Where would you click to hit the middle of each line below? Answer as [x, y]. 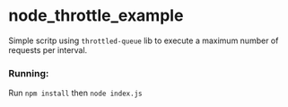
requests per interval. [48, 49]
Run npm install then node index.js [75, 93]
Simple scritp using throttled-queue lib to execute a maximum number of [144, 40]
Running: [29, 73]
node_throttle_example [96, 16]
